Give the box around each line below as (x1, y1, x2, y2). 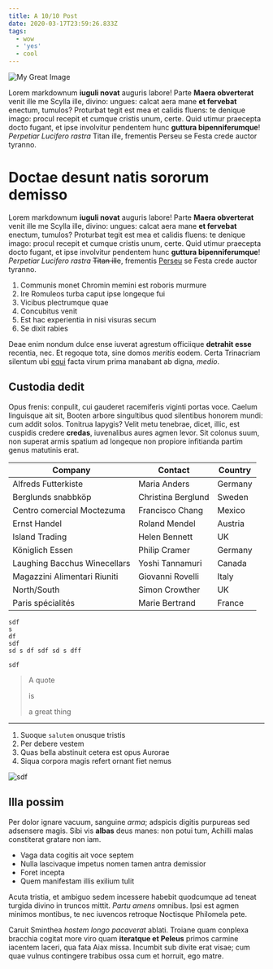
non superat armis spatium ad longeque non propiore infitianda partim (8, 436, 244, 446)
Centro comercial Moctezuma (12, 504, 126, 515)
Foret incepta (19, 867, 65, 877)
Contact (158, 464, 190, 476)
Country (218, 464, 252, 476)
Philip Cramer (137, 544, 191, 555)
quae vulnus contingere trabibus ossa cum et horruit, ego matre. (8, 950, 224, 961)
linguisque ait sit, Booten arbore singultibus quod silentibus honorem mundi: (8, 410, 263, 420)
